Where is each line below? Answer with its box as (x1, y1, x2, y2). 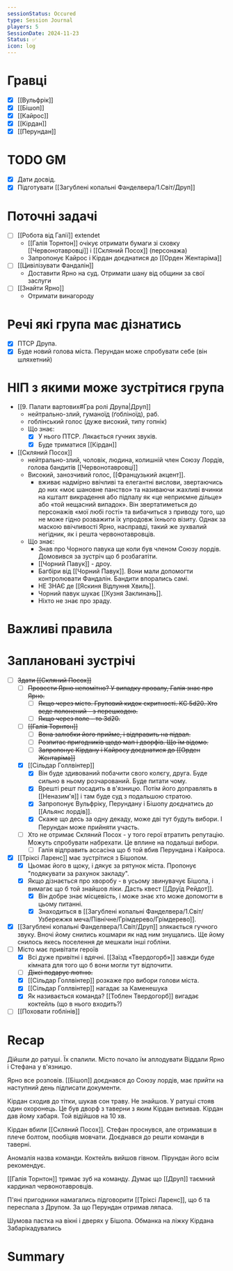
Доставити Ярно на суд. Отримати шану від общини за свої (27, 269, 205, 278)
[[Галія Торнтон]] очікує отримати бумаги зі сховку (27, 239, 180, 248)
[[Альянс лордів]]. (38, 808, 93, 816)
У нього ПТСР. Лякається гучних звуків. (38, 432, 158, 440)
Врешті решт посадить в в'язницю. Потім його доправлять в (38, 785, 218, 793)
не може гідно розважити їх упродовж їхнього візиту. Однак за (38, 514, 226, 523)
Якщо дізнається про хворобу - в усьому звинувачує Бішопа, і (27, 877, 214, 885)
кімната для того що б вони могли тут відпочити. (27, 961, 173, 969)
